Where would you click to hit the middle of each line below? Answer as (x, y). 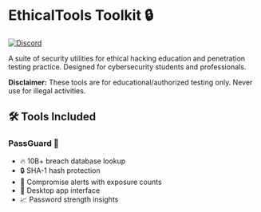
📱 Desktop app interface (60, 190)
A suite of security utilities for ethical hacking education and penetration (127, 58)
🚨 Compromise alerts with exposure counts (91, 182)
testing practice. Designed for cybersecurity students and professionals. (127, 67)
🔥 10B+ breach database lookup (73, 161)
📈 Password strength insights (69, 199)
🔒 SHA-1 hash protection (60, 170)
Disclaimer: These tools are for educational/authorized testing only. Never (130, 82)
